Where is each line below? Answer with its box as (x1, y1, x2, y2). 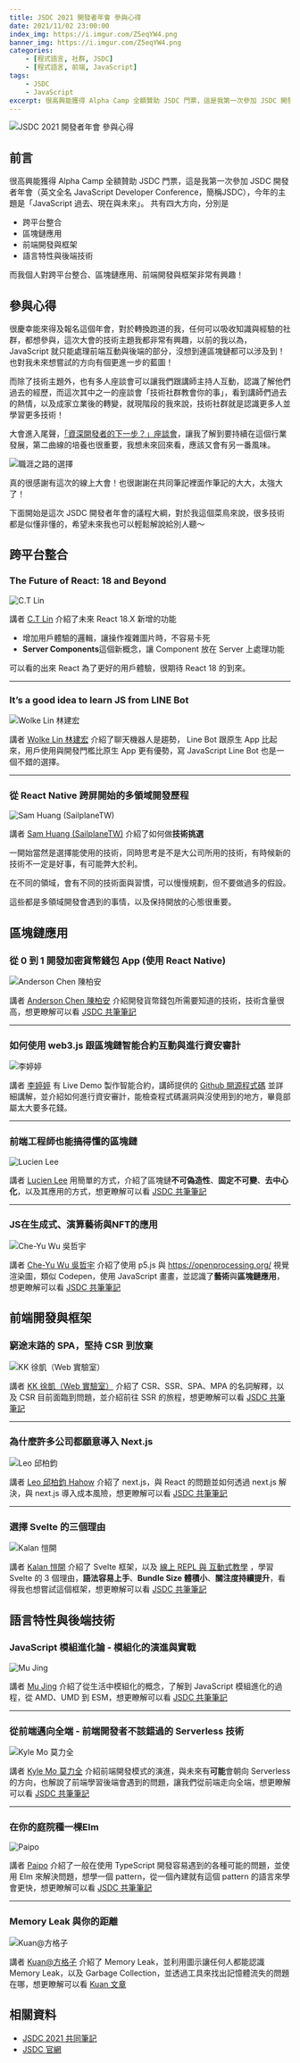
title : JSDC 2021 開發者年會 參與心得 (9, 12, 141, 22)
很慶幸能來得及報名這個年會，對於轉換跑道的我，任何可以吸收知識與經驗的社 (9, 323, 291, 334)
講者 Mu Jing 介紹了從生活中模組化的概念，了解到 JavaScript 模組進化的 (9, 1680, 275, 1692)
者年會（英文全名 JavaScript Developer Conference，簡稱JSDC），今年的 (9, 187, 279, 197)
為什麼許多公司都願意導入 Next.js (9, 1435, 154, 1448)
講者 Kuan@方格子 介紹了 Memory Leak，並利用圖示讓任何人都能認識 (9, 1956, 265, 1967)
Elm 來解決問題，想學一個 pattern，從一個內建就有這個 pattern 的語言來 (19, 1871, 283, 1882)
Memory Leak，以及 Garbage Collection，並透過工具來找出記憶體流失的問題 (9, 1967, 290, 1978)
